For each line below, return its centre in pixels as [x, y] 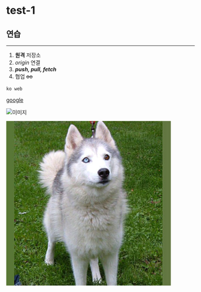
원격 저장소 [28, 55]
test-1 [21, 10]
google [15, 100]
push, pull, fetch [36, 69]
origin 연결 [28, 63]
